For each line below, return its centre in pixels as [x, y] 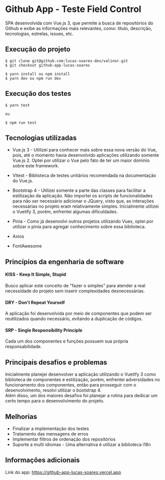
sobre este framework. [36, 166]
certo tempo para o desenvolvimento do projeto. [55, 401]
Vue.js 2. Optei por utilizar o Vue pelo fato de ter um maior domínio [81, 160]
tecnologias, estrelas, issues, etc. [39, 33]
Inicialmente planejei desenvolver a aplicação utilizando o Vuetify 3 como [81, 374]
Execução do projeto [38, 49]
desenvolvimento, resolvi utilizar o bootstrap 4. [53, 390]
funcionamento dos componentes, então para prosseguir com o [71, 385]
